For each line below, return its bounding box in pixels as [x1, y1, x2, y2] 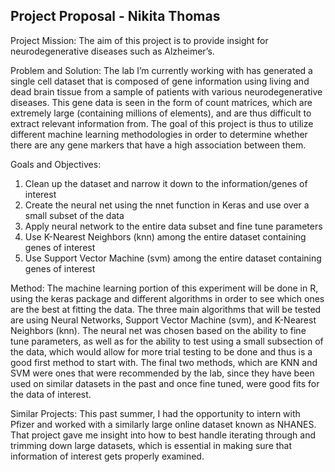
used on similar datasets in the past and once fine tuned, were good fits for [10, 377, 320, 389]
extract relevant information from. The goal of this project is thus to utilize [10, 117, 314, 129]
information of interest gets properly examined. [10, 450, 205, 462]
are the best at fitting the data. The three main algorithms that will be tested [10, 303, 322, 315]
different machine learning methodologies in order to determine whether [10, 128, 308, 140]
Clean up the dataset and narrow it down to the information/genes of [24, 177, 308, 189]
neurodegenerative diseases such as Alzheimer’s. [10, 45, 215, 57]
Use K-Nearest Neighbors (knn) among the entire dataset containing [24, 230, 307, 243]
